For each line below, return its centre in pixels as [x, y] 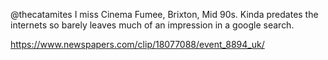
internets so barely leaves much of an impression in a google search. [152, 25]
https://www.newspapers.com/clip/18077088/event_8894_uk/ [137, 44]
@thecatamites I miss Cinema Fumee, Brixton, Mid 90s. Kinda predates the [164, 14]
